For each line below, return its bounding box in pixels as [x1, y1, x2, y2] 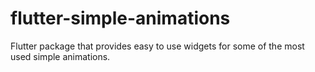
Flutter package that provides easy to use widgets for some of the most [10, 40, 305, 52]
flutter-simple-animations [10, 7, 231, 30]
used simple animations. [10, 50, 111, 62]
